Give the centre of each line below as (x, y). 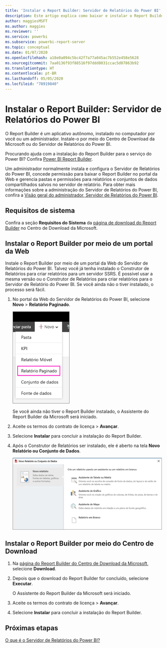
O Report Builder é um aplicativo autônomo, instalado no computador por (80, 133)
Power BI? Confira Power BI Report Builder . (49, 159)
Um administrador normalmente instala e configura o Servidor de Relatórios (83, 169)
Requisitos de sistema (40, 211)
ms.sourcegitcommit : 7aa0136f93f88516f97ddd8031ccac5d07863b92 (72, 63)
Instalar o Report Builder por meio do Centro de (80, 544)
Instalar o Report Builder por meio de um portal (79, 244)
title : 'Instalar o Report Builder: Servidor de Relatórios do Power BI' (83, 10)
